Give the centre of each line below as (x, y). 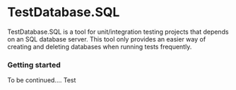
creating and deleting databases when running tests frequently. (100, 46)
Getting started (34, 65)
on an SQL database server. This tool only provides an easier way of (107, 39)
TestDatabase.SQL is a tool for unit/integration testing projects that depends (118, 32)
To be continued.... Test (42, 80)
